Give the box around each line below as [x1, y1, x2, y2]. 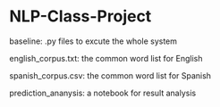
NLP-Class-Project [9, 6, 152, 27]
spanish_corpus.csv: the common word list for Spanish [9, 70, 212, 81]
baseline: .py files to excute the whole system [9, 36, 177, 46]
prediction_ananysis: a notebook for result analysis [9, 87, 197, 98]
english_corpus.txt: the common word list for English [9, 53, 203, 63]
